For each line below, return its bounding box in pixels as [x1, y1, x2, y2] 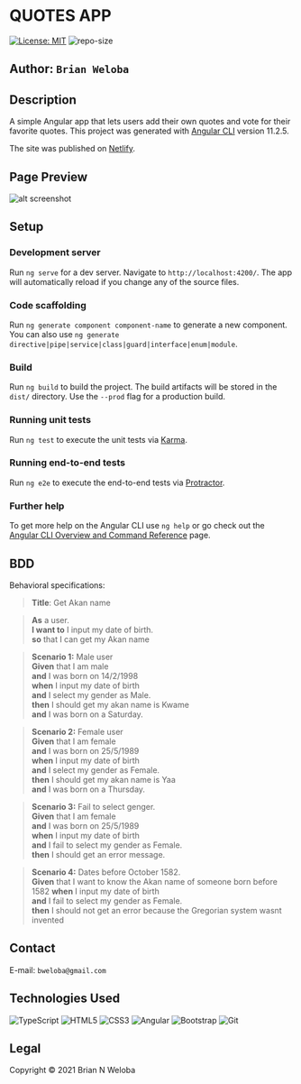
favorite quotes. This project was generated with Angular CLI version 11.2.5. [9, 125, 290, 136]
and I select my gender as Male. [31, 689, 151, 700]
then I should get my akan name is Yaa [31, 774, 176, 785]
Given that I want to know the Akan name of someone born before [31, 876, 278, 886]
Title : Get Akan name [31, 597, 111, 608]
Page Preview [9, 169, 88, 185]
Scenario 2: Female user [31, 726, 123, 737]
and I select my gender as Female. [31, 764, 160, 776]
